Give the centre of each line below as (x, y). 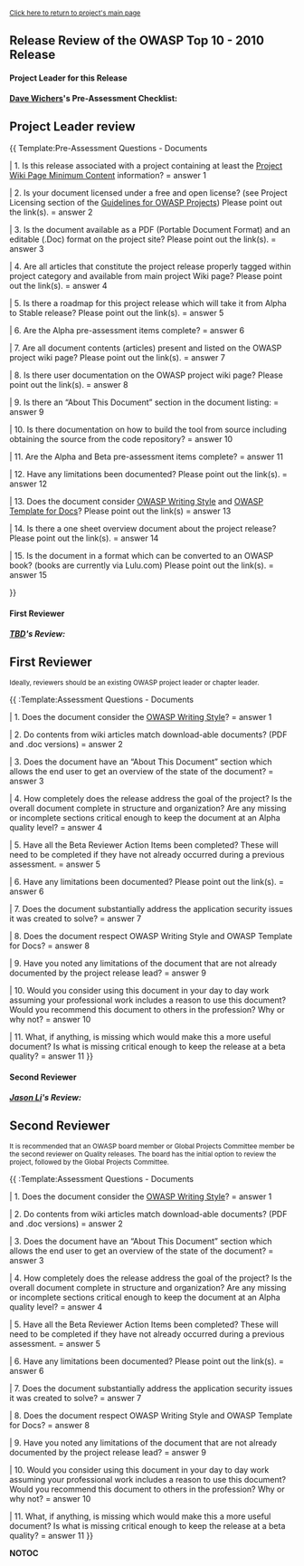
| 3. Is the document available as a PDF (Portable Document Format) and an (150, 230)
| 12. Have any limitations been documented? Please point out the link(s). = (148, 475)
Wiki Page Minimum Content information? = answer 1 (108, 176)
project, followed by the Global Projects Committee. (90, 1162)
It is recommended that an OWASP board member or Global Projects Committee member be (152, 1147)
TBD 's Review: (38, 633)
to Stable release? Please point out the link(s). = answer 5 (117, 313)
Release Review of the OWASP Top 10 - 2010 (137, 41)
